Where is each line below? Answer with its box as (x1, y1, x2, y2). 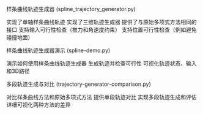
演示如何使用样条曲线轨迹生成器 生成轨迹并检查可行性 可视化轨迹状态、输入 (6, 60, 197, 67)
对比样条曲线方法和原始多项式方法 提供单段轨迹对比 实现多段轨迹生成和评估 (6, 94, 197, 101)
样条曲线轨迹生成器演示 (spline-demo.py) (6, 47, 111, 54)
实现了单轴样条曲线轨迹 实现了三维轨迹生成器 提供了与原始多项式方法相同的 (6, 18, 197, 26)
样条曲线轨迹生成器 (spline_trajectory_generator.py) (6, 6, 136, 12)
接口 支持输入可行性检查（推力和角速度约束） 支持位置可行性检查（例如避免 (6, 26, 197, 33)
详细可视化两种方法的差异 (6, 101, 71, 108)
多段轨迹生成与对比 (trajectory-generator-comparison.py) (6, 80, 152, 88)
